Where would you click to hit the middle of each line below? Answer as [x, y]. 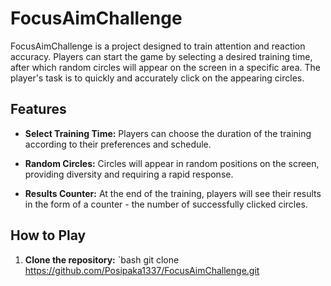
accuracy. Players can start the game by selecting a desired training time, [161, 56]
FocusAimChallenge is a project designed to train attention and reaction [158, 46]
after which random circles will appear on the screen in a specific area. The [165, 67]
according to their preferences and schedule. [118, 144]
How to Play [48, 235]
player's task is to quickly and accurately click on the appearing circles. [157, 78]
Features [38, 109]
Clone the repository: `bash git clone [102, 259]
